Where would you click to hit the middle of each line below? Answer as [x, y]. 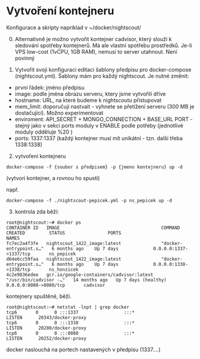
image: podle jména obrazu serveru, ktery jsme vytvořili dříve [90, 94]
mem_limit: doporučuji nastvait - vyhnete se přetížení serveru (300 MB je [104, 106]
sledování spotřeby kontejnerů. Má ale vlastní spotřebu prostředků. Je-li [103, 45]
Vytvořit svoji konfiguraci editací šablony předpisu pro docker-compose [103, 69]
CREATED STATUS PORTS [64, 233]
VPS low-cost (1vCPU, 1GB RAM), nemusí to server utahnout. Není [96, 51]
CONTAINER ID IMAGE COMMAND [93, 228]
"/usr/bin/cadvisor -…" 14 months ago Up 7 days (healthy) [87, 280]
